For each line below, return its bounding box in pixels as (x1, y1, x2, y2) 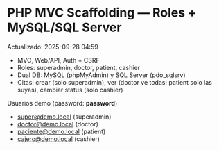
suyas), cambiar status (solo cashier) (17, 85, 123, 94)
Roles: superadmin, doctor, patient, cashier (17, 63, 141, 72)
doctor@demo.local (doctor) (17, 119, 99, 128)
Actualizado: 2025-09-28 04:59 (7, 42, 98, 51)
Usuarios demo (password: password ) (7, 99, 118, 107)
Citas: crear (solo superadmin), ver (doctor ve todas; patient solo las (17, 78, 213, 86)
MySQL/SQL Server (7, 19, 122, 35)
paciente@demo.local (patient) (17, 127, 106, 135)
